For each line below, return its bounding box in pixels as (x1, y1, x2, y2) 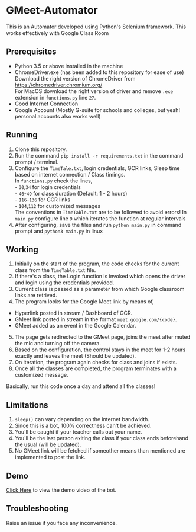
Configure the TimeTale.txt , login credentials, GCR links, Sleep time (14, 164, 180, 172)
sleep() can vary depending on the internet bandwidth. (14, 416, 149, 423)
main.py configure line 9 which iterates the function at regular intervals (14, 214, 186, 222)
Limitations (6, 400, 48, 410)
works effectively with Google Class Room (6, 29, 109, 36)
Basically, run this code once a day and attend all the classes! (6, 383, 156, 390)
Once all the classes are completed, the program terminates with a (14, 365, 177, 372)
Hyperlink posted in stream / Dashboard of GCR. (14, 309, 133, 317)
